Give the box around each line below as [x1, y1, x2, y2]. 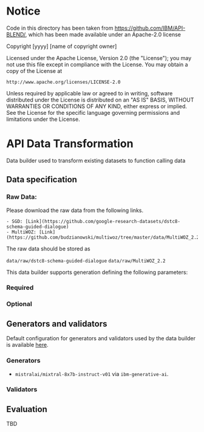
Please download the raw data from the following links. [6, 207, 144, 214]
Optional [6, 300, 32, 308]
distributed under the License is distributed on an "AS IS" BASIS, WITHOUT [6, 96, 194, 103]
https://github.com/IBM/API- [114, 24, 186, 32]
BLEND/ [6, 30, 26, 38]
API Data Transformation [6, 137, 134, 151]
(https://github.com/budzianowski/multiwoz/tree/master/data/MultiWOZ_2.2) [6, 234, 202, 241]
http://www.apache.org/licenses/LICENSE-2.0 [6, 79, 121, 85]
